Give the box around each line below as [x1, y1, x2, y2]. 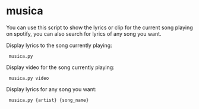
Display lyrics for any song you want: [6, 85, 97, 93]
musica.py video [8, 75, 49, 81]
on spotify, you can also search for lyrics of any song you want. [6, 30, 162, 37]
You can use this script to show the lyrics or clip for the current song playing [6, 24, 193, 31]
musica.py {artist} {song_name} [8, 97, 89, 103]
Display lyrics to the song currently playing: [6, 42, 112, 49]
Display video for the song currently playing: [6, 64, 115, 71]
